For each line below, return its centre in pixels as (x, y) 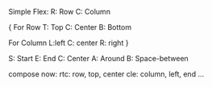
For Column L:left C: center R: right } (69, 43)
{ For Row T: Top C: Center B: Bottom (70, 27)
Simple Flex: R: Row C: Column (60, 12)
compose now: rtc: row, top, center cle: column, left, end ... (106, 74)
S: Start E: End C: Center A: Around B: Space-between (99, 58)
